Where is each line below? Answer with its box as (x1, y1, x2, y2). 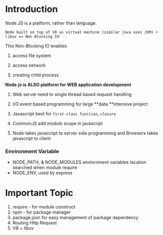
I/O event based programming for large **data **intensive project (12, 101, 148, 107)
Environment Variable (5, 147, 59, 154)
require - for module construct (12, 204, 75, 210)
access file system (12, 52, 52, 58)
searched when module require (12, 164, 78, 170)
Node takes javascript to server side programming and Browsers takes (12, 130, 158, 136)
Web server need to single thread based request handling (12, 91, 132, 97)
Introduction (5, 3, 58, 15)
